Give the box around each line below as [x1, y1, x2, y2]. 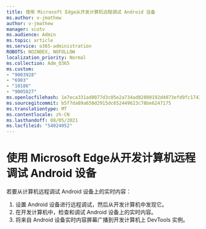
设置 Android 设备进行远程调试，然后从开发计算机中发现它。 [15, 201, 167, 208]
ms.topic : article [6, 37, 53, 43]
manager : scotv [6, 26, 45, 32]
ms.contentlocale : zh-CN [6, 111, 70, 118]
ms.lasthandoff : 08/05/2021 [6, 117, 78, 123]
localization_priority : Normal [6, 54, 86, 61]
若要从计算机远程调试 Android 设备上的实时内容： [6, 188, 132, 195]
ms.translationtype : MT [6, 105, 67, 112]
